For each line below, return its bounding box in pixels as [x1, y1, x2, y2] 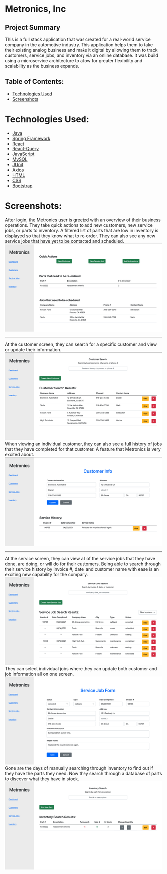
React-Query [12, 146, 39, 151]
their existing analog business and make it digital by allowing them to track [5, 47, 158, 53]
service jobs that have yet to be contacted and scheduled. [5, 238, 124, 244]
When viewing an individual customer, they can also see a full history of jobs [5, 441, 162, 447]
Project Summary [5, 23, 61, 32]
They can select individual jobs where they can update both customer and [5, 665, 157, 671]
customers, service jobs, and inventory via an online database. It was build [5, 52, 158, 58]
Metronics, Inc [5, 3, 66, 15]
